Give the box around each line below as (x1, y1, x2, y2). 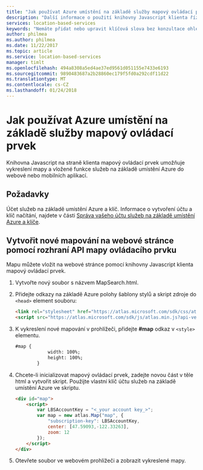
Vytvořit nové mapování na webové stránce (6, 236, 174, 246)
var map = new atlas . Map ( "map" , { (37, 413, 124, 419)
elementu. (14, 332, 40, 339)
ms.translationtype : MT (6, 76, 66, 82)
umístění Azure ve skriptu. (14, 384, 80, 391)
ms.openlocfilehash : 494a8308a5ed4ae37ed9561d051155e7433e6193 (6, 65, 169, 71)
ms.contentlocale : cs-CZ (6, 82, 69, 88)
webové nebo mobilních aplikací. (6, 171, 88, 179)
